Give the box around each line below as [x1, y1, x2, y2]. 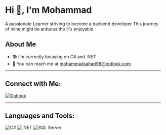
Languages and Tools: [5, 111, 75, 120]
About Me [5, 40, 36, 49]
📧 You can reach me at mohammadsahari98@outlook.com [12, 61, 131, 67]
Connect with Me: [5, 80, 61, 88]
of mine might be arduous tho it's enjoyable [5, 26, 94, 32]
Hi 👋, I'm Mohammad [5, 4, 92, 16]
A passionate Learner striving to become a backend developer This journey [5, 21, 159, 27]
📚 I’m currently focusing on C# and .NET [12, 54, 96, 60]
